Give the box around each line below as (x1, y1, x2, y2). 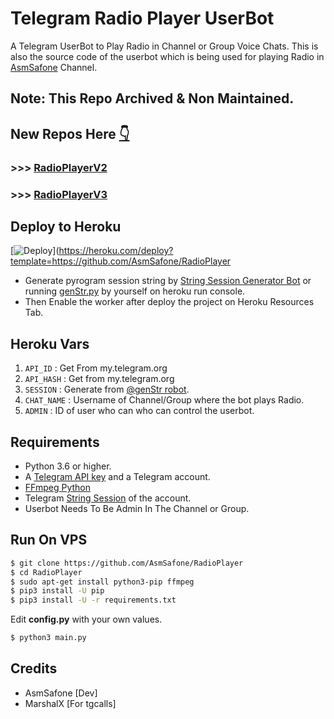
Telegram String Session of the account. (24, 492, 192, 504)
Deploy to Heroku (10, 218, 122, 235)
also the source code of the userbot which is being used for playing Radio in (10, 50, 325, 62)
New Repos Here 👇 (10, 125, 130, 142)
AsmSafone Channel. (10, 61, 98, 73)
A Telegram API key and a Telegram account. (24, 471, 211, 482)
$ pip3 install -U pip (10, 586, 105, 596)
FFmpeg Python (24, 482, 91, 493)
